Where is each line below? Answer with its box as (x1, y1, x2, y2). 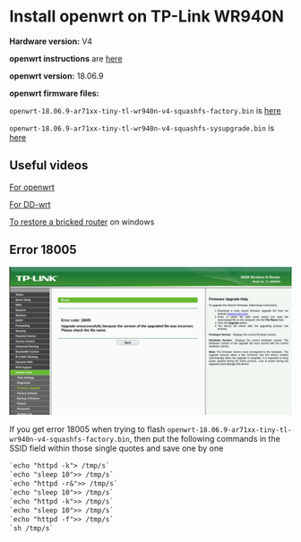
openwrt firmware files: (9, 88, 99, 98)
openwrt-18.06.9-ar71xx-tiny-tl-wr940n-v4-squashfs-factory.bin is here (9, 105, 281, 115)
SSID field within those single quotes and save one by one (9, 443, 224, 453)
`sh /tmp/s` (9, 524, 54, 533)
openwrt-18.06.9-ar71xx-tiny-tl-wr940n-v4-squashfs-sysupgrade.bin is (9, 123, 275, 133)
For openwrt (9, 182, 56, 192)
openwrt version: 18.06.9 (9, 70, 104, 81)
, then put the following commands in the (129, 434, 280, 445)
